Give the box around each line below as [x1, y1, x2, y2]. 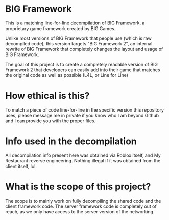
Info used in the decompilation [5, 135, 137, 147]
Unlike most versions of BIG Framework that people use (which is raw [5, 35, 152, 41]
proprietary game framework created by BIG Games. [5, 25, 116, 31]
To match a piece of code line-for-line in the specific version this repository [5, 106, 164, 113]
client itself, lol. [5, 163, 37, 169]
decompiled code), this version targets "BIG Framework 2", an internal [5, 40, 153, 46]
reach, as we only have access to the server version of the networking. [5, 208, 155, 214]
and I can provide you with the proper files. [5, 118, 96, 124]
